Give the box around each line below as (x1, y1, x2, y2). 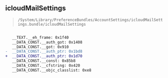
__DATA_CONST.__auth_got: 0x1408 (12, 40, 82, 45)
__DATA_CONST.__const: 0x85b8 (12, 58, 76, 63)
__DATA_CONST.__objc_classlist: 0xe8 (12, 67, 92, 72)
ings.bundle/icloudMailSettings (17, 22, 86, 27)
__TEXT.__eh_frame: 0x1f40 (12, 35, 69, 40)
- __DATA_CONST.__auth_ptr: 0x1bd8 (5, 49, 82, 54)
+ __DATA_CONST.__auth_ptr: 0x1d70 (5, 54, 82, 59)
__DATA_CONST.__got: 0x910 (12, 44, 69, 49)
